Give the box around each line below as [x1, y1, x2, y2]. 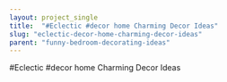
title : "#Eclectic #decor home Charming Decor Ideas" [9, 21, 219, 30]
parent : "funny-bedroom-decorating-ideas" [9, 37, 170, 47]
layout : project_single [9, 12, 99, 22]
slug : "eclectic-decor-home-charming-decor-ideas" [9, 29, 203, 38]
